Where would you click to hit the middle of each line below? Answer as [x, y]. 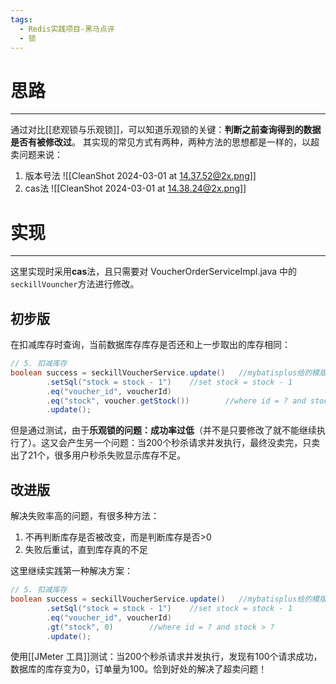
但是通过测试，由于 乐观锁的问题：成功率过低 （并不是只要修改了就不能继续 [163, 430]
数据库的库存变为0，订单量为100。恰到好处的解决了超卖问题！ [139, 669]
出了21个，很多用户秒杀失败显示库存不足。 [98, 455]
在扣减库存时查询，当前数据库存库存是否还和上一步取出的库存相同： [150, 345]
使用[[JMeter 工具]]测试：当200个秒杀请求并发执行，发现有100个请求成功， [166, 657]
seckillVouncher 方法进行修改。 [75, 284]
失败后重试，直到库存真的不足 [86, 550]
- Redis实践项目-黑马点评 [67, 29]
